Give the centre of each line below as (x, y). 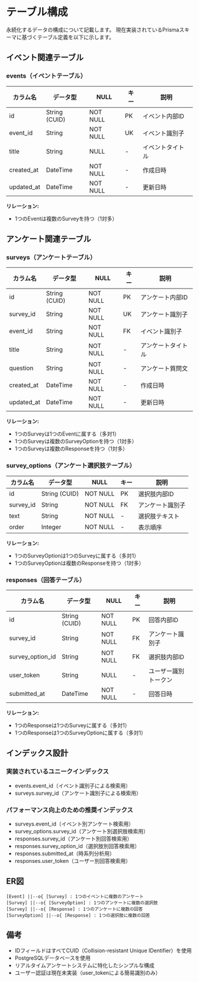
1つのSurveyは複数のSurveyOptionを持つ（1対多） (76, 442)
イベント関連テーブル (45, 58)
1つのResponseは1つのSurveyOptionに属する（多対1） (81, 732)
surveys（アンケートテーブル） (51, 257)
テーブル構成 (37, 12)
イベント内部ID (163, 116)
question (21, 368)
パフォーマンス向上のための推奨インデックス (70, 810)
